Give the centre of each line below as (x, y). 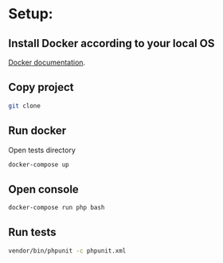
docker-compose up (39, 164)
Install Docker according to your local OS (111, 43)
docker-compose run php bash (57, 208)
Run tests (32, 232)
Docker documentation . (47, 62)
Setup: (31, 14)
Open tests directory (42, 150)
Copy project (41, 87)
